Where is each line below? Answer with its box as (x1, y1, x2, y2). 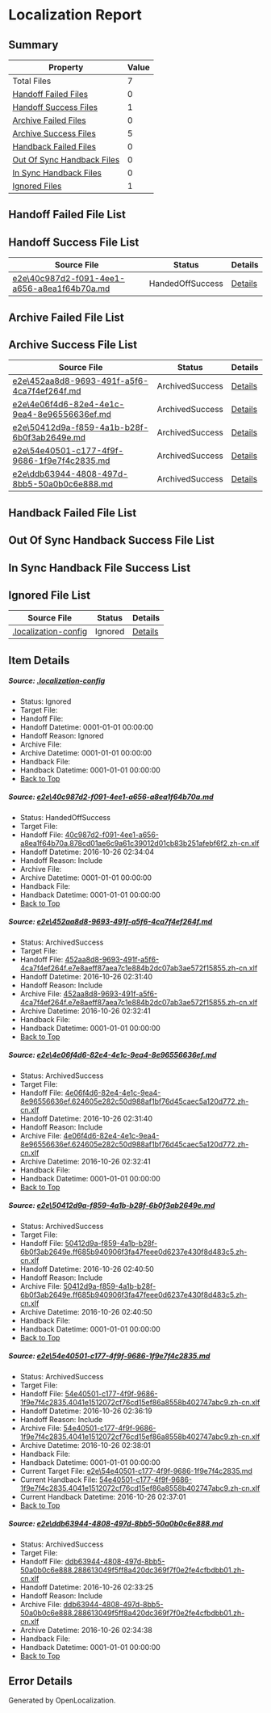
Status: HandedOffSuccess (19, 812, 111, 822)
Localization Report (8, 6, 143, 24)
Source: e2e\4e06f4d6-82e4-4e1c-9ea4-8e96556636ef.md (8, 1050, 217, 1060)
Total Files (12, 75, 52, 86)
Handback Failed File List (8, 506, 137, 520)
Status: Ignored (19, 697, 72, 706)
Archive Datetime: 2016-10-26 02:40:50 (19, 1307, 153, 1316)
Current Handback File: (19, 1475, 98, 1484)
